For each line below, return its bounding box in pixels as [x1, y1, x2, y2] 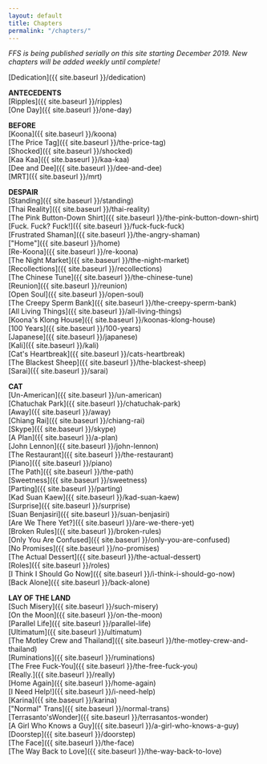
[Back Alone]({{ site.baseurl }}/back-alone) [8, 578, 151, 588]
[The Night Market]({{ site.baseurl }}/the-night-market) [8, 256, 190, 265]
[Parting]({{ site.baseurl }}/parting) [8, 484, 123, 494]
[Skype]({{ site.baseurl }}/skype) [8, 424, 116, 434]
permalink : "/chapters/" [8, 26, 91, 34]
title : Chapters [8, 19, 63, 27]
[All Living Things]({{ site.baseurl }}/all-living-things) [8, 306, 182, 317]
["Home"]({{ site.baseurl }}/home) [8, 238, 120, 249]
